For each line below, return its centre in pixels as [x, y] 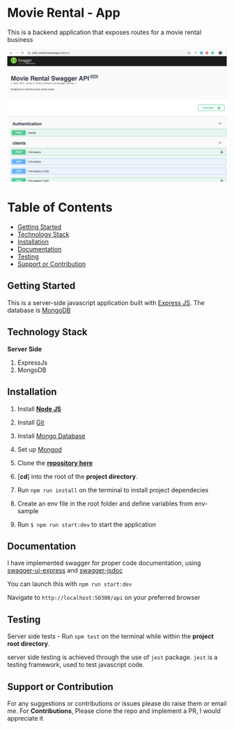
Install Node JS [39, 408]
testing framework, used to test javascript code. [76, 665]
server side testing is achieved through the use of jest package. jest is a [112, 657]
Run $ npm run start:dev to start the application [87, 524]
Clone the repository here [55, 463]
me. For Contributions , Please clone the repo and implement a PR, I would [114, 711]
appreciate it [25, 718]
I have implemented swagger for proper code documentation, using [104, 563]
